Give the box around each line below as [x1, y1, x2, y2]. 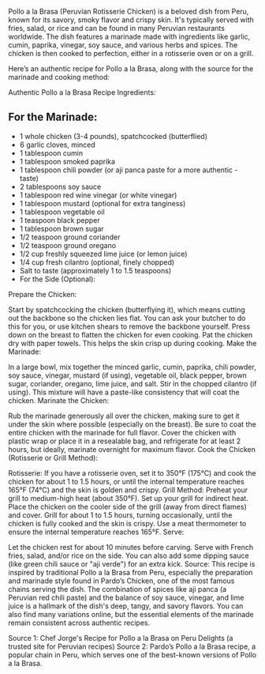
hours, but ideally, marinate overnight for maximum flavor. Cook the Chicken [8, 444, 256, 454]
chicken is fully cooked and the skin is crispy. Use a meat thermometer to [8, 518, 247, 528]
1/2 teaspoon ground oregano [19, 240, 117, 250]
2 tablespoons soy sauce [19, 182, 102, 191]
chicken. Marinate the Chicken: [8, 395, 110, 405]
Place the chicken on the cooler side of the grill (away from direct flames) [8, 502, 247, 511]
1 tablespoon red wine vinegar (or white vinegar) [19, 190, 177, 200]
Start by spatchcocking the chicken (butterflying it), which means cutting [8, 304, 246, 314]
